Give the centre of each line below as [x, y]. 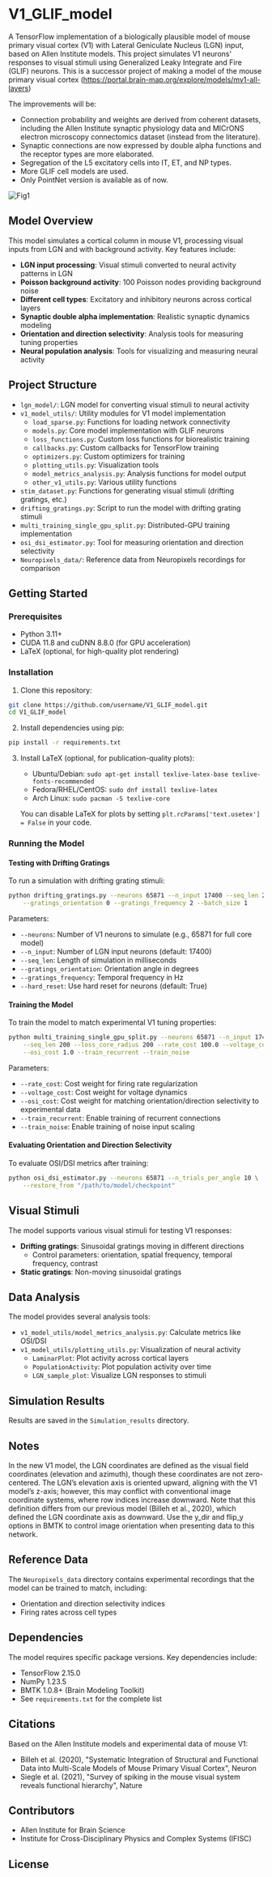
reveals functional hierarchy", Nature [81, 1785]
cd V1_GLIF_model [38, 712]
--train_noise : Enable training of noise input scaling [108, 1126]
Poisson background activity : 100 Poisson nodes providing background [140, 282]
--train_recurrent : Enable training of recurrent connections [120, 1118]
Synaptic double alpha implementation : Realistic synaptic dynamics [135, 316]
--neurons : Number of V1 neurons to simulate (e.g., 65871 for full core [136, 934]
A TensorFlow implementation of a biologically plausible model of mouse [130, 36]
